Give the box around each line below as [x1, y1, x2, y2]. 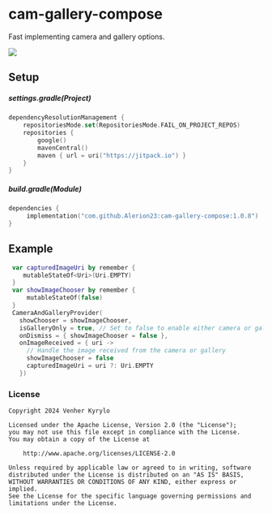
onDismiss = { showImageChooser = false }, [19, 331, 168, 339]
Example [8, 242, 53, 256]
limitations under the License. [8, 499, 117, 508]
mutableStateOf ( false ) [26, 294, 104, 302]
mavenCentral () [37, 144, 89, 152]
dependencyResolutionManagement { [8, 114, 125, 122]
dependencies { [8, 205, 60, 213]
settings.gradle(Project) [8, 93, 91, 102]
